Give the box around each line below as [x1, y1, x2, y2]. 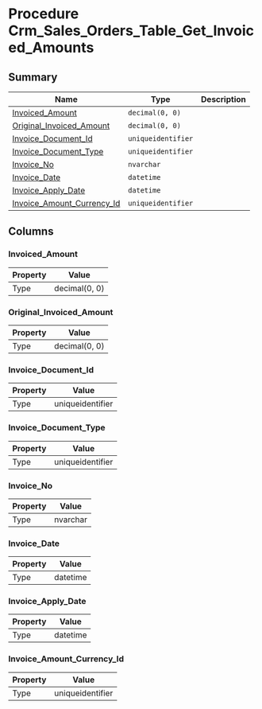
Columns [8, 224, 54, 239]
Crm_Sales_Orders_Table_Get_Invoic [8, 21, 255, 40]
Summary [8, 70, 58, 84]
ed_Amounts [8, 39, 94, 56]
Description [201, 94, 246, 104]
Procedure [8, 5, 79, 23]
